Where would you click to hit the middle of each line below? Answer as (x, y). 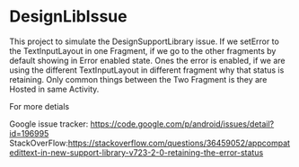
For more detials (40, 106)
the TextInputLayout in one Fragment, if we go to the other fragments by (143, 50)
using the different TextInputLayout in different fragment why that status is (147, 70)
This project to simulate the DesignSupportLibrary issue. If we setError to (145, 41)
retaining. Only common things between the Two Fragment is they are (138, 79)
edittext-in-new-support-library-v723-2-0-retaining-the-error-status (136, 152)
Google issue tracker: (49, 124)
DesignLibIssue (68, 17)
